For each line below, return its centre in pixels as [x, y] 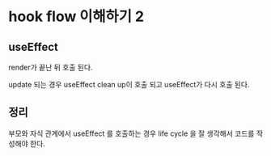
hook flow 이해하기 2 [76, 17]
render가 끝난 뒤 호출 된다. [51, 67]
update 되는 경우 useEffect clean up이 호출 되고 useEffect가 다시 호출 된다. [129, 84]
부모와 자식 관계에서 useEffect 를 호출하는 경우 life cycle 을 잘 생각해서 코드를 [131, 133]
